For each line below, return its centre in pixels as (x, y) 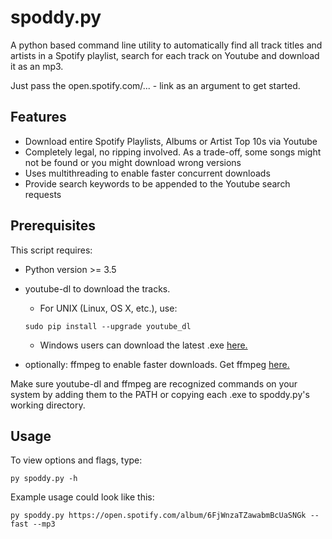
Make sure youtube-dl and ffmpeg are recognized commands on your (154, 383)
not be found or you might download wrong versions (133, 162)
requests (43, 194)
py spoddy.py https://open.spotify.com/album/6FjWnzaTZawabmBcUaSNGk (158, 516)
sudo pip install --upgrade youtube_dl (108, 326)
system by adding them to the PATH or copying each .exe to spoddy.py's (160, 394)
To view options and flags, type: (76, 460)
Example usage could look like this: (82, 497)
